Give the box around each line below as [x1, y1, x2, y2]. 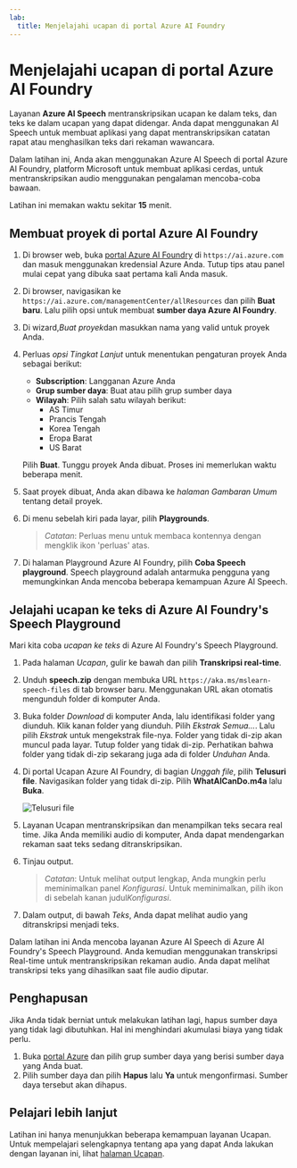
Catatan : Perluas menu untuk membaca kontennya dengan [44, 531, 261, 542]
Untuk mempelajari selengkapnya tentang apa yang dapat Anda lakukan [9, 1139, 274, 1149]
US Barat [48, 442, 82, 453]
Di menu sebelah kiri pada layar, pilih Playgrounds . [21, 513, 210, 524]
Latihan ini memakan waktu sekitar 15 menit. [9, 200, 172, 211]
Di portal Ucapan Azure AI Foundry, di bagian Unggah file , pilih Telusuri [21, 766, 287, 777]
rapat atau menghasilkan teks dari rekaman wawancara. [9, 137, 216, 147]
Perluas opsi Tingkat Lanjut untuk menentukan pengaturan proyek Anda [21, 349, 287, 360]
